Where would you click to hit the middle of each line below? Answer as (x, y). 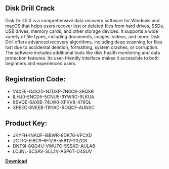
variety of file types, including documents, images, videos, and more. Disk (82, 36)
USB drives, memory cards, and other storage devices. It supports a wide (82, 31)
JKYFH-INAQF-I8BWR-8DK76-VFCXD (52, 135)
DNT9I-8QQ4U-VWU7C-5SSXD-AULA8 (54, 146)
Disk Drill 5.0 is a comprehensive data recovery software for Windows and (82, 20)
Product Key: (26, 123)
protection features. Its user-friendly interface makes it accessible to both (82, 58)
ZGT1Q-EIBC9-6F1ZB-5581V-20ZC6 (50, 141)
